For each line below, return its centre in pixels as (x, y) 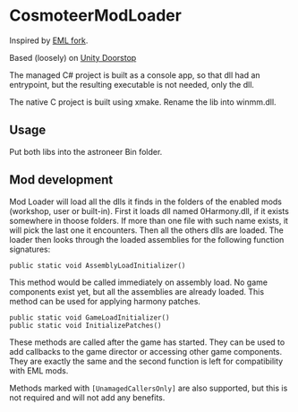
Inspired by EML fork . (49, 40)
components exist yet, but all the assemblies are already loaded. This (137, 291)
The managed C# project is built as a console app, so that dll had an (135, 75)
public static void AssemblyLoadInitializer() (98, 265)
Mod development (61, 180)
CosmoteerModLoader (95, 16)
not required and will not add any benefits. (87, 397)
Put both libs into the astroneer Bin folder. (86, 151)
